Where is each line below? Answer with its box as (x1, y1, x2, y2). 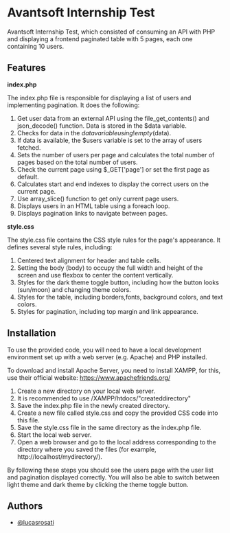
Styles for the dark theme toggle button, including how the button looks (16, 278, 220, 286)
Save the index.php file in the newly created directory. (16, 401, 170, 409)
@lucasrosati (16, 519, 55, 527)
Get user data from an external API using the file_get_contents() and (16, 114, 209, 122)
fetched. (16, 143, 41, 152)
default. (16, 172, 39, 181)
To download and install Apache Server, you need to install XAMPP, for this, (7, 366, 221, 374)
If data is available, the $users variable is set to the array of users (16, 136, 203, 144)
